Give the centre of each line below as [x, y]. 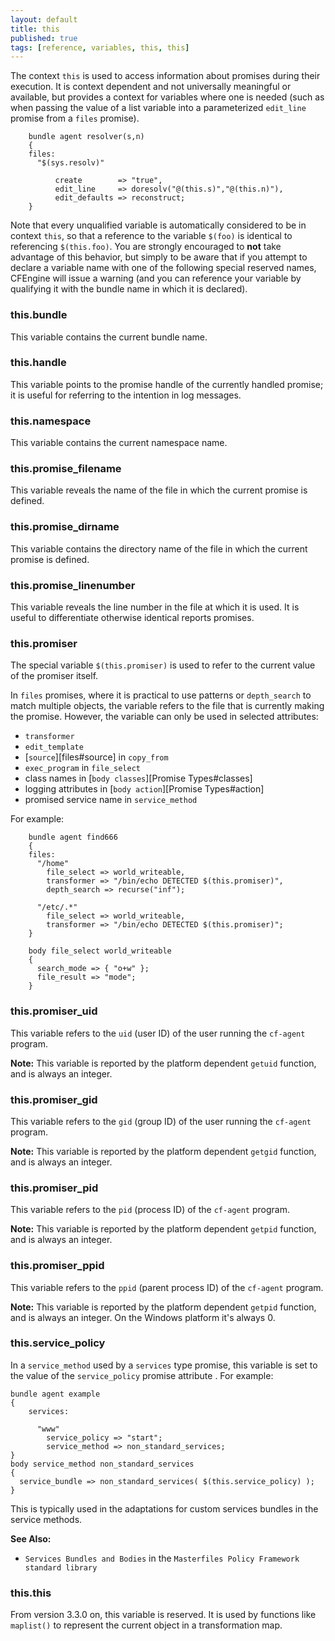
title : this [35, 29]
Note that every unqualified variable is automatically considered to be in [158, 225]
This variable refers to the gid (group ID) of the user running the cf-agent [161, 1121]
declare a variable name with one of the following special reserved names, [163, 268]
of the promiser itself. [54, 676]
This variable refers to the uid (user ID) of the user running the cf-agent [158, 1033]
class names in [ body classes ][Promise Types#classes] [138, 778]
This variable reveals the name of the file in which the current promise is [159, 490]
